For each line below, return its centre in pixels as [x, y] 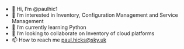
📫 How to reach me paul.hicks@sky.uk [59, 40]
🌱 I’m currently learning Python [49, 27]
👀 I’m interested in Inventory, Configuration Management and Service [95, 15]
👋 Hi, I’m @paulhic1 [34, 9]
